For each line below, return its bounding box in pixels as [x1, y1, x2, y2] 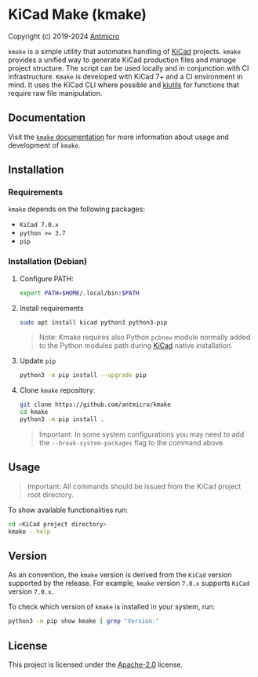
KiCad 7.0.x [19, 221, 59, 229]
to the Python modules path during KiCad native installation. [38, 341, 234, 350]
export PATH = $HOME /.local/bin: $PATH [19, 289, 140, 297]
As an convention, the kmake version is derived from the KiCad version [8, 570, 232, 580]
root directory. [27, 489, 74, 500]
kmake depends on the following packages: [8, 204, 145, 214]
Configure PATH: [19, 273, 74, 284]
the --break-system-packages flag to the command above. [38, 437, 225, 447]
